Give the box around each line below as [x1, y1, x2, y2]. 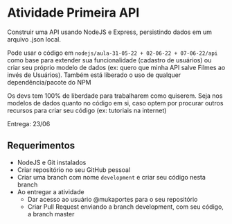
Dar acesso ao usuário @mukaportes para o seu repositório [27, 195, 198, 203]
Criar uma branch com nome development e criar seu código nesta [17, 173, 206, 181]
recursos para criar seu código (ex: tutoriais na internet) [7, 106, 167, 114]
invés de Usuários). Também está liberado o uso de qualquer [7, 71, 181, 79]
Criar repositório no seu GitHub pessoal [17, 165, 131, 174]
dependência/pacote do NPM [7, 78, 91, 86]
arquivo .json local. [7, 35, 61, 43]
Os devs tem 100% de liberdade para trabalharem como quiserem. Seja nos [7, 92, 223, 100]
